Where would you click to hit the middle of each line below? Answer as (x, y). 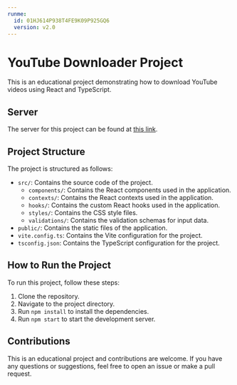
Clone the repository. (48, 296)
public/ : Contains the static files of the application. (93, 228)
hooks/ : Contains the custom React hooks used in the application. (124, 205)
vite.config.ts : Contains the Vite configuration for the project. (110, 235)
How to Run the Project (59, 265)
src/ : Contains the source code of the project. (85, 182)
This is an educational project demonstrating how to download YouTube (112, 82)
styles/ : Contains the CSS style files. (83, 212)
